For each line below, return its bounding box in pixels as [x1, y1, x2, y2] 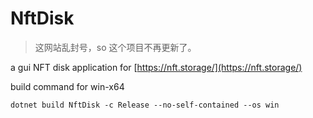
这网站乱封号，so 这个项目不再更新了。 [34, 41, 197, 53]
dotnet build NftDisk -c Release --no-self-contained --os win [10, 100, 280, 110]
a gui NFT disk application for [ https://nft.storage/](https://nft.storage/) [10, 61, 303, 73]
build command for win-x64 [10, 80, 125, 92]
